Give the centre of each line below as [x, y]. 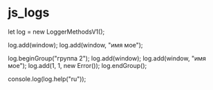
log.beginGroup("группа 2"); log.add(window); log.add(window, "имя [107, 58]
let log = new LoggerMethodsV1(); [56, 32]
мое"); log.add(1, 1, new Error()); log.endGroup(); [77, 65]
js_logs [29, 13]
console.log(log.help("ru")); [47, 79]
